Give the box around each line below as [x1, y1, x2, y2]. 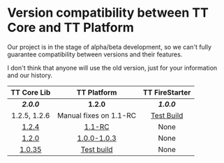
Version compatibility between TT [7, 5, 209, 21]
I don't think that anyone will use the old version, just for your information [7, 63, 218, 72]
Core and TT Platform [7, 20, 135, 36]
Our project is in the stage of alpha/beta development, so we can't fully [7, 42, 211, 51]
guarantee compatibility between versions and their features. [7, 50, 183, 59]
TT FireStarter [142, 87, 191, 97]
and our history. [7, 71, 53, 79]
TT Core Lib [10, 87, 51, 97]
